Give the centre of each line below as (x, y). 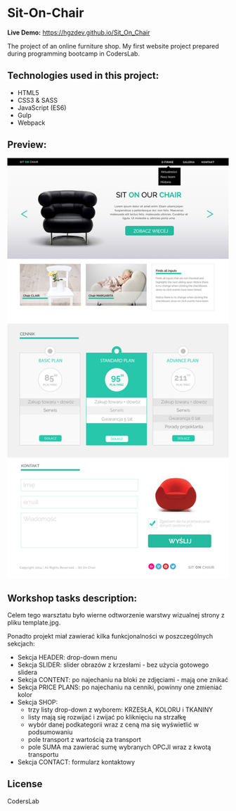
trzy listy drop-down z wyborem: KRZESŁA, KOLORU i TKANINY (120, 710)
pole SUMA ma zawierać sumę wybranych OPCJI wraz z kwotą (119, 747)
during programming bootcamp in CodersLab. (74, 54)
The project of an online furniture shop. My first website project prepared (113, 46)
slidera (27, 672)
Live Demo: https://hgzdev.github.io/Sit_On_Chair (79, 32)
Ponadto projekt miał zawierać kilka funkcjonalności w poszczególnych (110, 636)
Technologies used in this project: (83, 76)
